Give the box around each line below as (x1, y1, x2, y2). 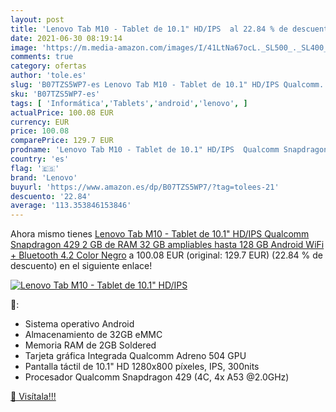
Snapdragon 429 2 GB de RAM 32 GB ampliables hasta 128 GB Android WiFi (10, 239, 325, 251)
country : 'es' (10, 154, 70, 164)
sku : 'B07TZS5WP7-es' (10, 89, 101, 99)
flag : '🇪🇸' (10, 163, 60, 173)
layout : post (10, 14, 65, 25)
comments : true (10, 52, 74, 62)
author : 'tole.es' (10, 71, 87, 81)
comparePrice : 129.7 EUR (10, 136, 114, 146)
